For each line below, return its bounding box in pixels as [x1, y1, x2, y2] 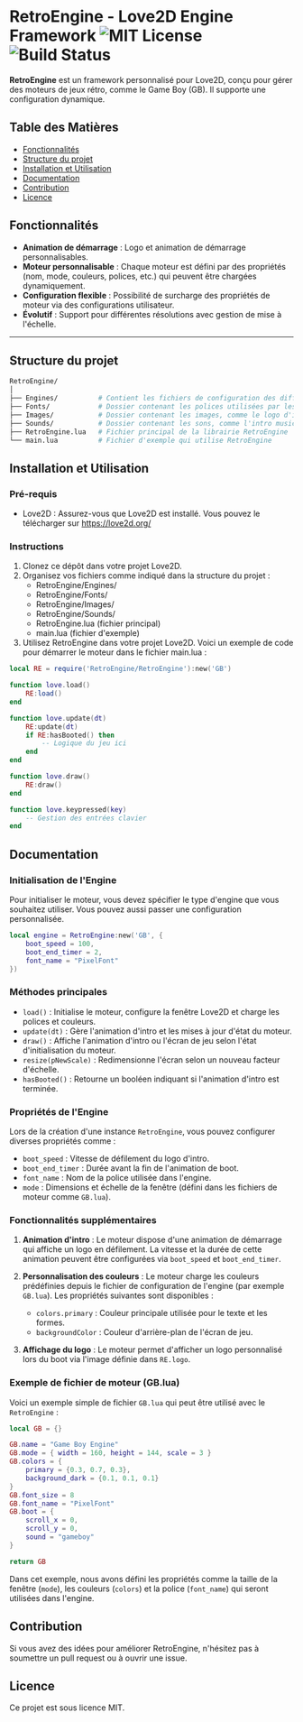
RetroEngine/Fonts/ [35, 589, 108, 601]
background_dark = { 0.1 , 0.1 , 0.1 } [25, 1473, 160, 1483]
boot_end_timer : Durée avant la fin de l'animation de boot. [22, 1163, 239, 1174]
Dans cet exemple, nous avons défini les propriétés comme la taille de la [9, 1573, 278, 1584]
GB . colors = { [9, 1457, 63, 1467]
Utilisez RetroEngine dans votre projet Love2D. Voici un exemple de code [22, 638, 294, 649]
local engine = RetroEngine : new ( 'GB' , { [9, 931, 164, 940]
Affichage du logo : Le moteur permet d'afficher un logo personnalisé [22, 1344, 282, 1355]
